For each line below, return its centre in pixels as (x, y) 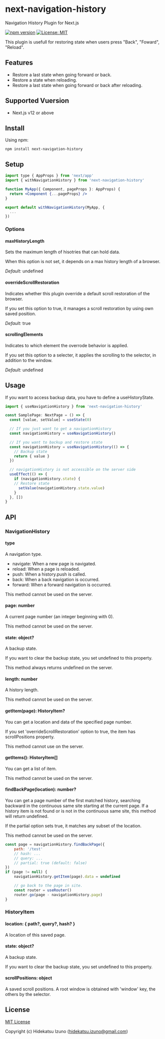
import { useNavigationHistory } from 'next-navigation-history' (74, 407)
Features (19, 63)
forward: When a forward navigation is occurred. (62, 585)
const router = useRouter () (43, 890)
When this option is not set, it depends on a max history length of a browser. (83, 262)
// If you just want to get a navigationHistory (61, 429)
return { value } (32, 456)
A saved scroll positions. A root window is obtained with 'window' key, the (80, 989)
